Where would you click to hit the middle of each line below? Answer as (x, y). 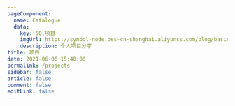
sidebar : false (29, 72)
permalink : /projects (39, 66)
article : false (29, 78)
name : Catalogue (37, 20)
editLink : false (31, 91)
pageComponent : (29, 14)
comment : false (29, 85)
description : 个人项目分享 (56, 46)
